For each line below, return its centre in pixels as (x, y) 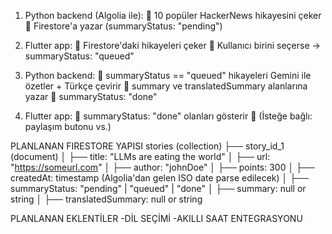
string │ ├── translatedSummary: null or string (106, 199)
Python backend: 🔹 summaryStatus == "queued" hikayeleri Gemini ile (168, 75)
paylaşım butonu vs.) (68, 126)
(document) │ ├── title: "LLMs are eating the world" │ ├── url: (140, 156)
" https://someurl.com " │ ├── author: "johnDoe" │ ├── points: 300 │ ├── (162, 167)
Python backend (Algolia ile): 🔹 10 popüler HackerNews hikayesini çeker (173, 15)
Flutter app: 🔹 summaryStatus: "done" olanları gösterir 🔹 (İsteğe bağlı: (168, 116)
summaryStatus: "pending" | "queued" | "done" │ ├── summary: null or (158, 188)
